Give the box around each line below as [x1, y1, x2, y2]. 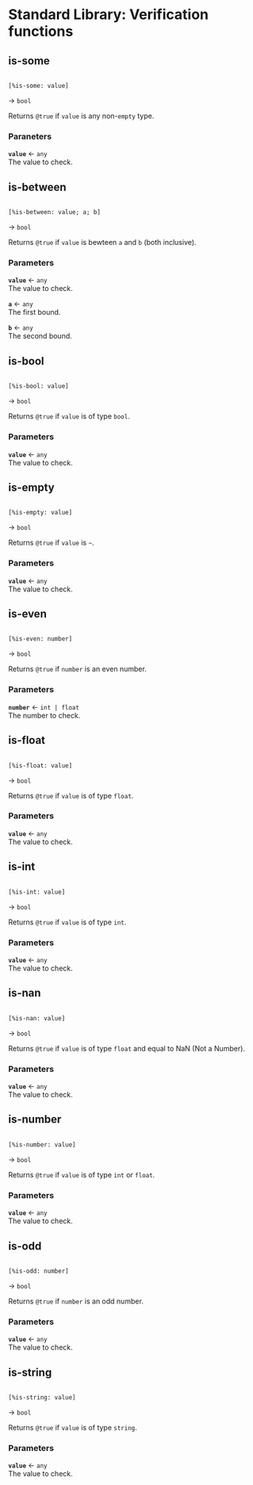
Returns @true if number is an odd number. [8, 1296, 144, 1306]
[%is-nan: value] [8, 1014, 66, 1022]
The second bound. [8, 331, 73, 341]
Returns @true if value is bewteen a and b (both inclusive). [8, 238, 197, 247]
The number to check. [8, 710, 81, 720]
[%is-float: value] [8, 761, 73, 770]
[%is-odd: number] [8, 1267, 69, 1275]
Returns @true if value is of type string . [8, 1423, 137, 1433]
